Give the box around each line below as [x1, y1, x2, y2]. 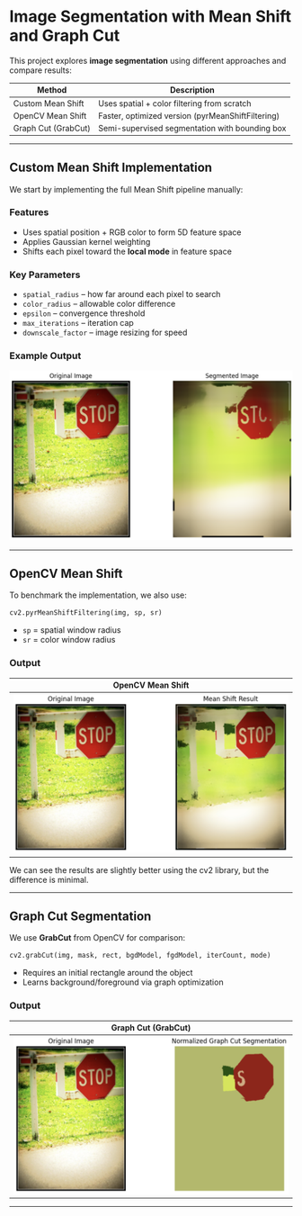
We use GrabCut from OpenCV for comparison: [9, 932, 186, 943]
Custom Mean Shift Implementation [9, 160, 213, 176]
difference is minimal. [9, 874, 89, 885]
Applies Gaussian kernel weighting [22, 236, 151, 247]
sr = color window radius [22, 635, 116, 645]
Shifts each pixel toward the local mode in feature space [22, 246, 232, 257]
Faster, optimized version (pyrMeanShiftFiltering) [98, 110, 280, 121]
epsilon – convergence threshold [22, 308, 146, 319]
